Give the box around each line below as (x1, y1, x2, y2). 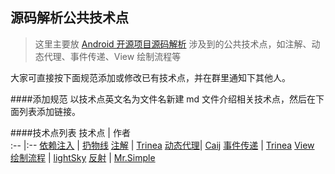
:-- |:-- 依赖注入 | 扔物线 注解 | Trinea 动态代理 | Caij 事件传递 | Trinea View (10, 139, 315, 151)
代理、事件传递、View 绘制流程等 (43, 50, 182, 62)
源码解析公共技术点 (10, 9, 129, 27)
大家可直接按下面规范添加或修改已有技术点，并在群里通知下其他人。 (10, 71, 291, 83)
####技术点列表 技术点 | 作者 (10, 126, 131, 138)
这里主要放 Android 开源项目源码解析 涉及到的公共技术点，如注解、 (34, 38, 312, 50)
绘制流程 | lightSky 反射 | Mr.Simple (10, 151, 156, 163)
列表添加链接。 (18, 105, 81, 117)
